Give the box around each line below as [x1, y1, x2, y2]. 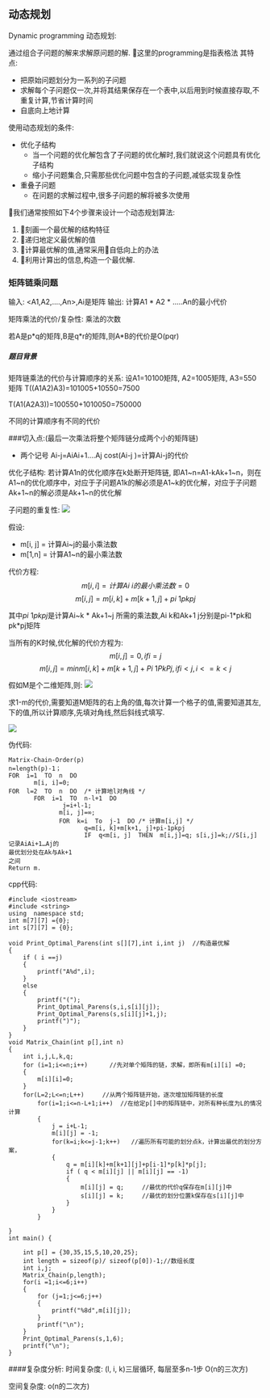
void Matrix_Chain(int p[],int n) [8, 1038, 125, 1046]
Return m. [8, 864, 42, 873]
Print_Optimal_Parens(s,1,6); [23, 1335, 125, 1343]
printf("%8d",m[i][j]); [51, 1307, 131, 1315]
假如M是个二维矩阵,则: [8, 680, 83, 690]
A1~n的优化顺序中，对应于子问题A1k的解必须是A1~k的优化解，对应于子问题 [8, 478, 257, 487]
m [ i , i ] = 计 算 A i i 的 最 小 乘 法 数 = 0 [81, 581, 190, 591]
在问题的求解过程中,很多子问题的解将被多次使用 [31, 190, 190, 200]
